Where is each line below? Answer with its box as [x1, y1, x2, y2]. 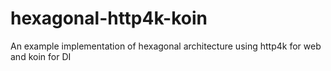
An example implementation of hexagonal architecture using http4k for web [10, 40, 322, 52]
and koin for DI [10, 50, 72, 62]
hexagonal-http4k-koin [10, 7, 208, 30]
